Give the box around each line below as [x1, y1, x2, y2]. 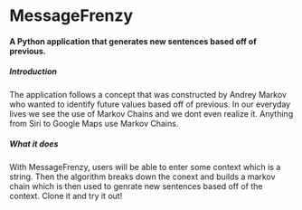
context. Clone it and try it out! [9, 190, 123, 201]
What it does [9, 138, 59, 149]
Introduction [9, 66, 57, 77]
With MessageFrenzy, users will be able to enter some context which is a [9, 161, 281, 172]
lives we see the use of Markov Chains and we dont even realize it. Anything [9, 108, 294, 119]
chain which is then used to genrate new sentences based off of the [9, 180, 263, 191]
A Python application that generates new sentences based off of [9, 35, 258, 46]
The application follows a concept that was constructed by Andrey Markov [9, 89, 288, 100]
